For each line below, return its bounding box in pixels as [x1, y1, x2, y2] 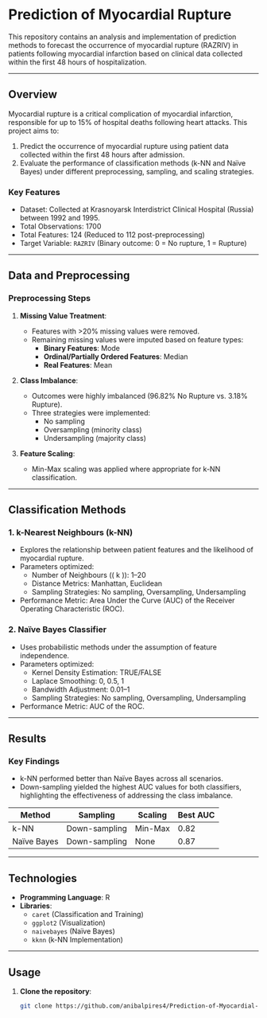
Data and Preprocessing [8, 269, 130, 283]
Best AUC [177, 809, 215, 821]
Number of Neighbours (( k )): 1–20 [31, 571, 146, 580]
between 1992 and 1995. [19, 213, 101, 223]
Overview [8, 88, 58, 101]
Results [8, 732, 47, 746]
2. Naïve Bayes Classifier [8, 624, 107, 635]
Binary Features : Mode [43, 343, 121, 353]
